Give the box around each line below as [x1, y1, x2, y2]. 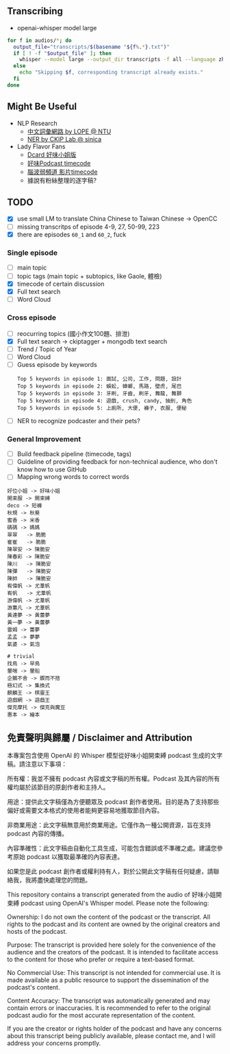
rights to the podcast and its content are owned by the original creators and [7, 920, 220, 928]
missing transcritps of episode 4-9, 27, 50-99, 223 [16, 223, 159, 231]
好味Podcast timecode [27, 159, 91, 167]
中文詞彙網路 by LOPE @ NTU [27, 127, 112, 135]
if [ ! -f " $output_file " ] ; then [13, 49, 112, 57]
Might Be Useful [7, 101, 77, 113]
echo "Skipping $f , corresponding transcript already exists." [19, 69, 204, 76]
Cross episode [7, 313, 57, 322]
